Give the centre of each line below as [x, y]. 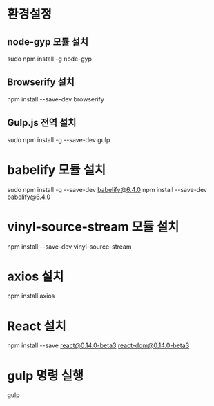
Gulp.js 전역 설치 [42, 123]
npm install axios [31, 296]
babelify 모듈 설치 [56, 170]
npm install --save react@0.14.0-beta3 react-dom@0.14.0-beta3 [98, 345]
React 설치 [37, 326]
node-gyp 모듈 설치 [48, 42]
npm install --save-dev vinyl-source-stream [69, 246]
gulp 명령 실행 [46, 375]
